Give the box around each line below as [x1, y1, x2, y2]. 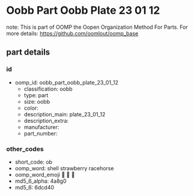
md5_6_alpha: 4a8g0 [14, 177, 67, 185]
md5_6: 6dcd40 [14, 183, 55, 191]
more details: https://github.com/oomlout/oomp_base [6, 29, 139, 37]
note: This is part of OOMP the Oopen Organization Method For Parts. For [6, 23, 188, 31]
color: [23, 104, 39, 111]
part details [6, 47, 50, 58]
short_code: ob [14, 158, 53, 165]
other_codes [6, 144, 44, 153]
